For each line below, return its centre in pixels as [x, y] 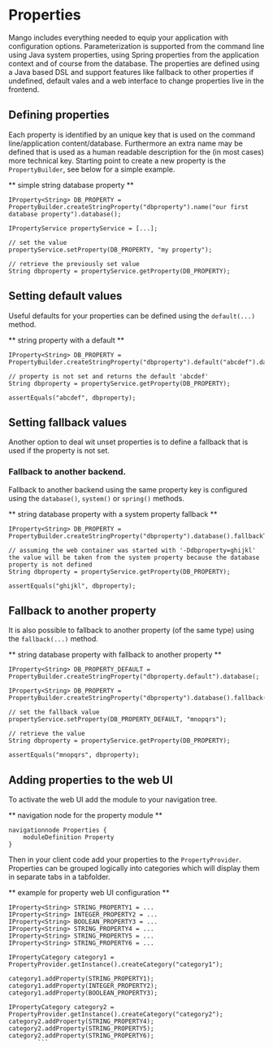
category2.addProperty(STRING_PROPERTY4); [81, 1022]
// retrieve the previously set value [74, 264]
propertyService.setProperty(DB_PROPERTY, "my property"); [110, 250]
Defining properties [59, 115]
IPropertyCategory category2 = [61, 1007]
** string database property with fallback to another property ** [115, 655]
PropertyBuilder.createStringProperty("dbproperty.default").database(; [134, 677]
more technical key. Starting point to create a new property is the [117, 160]
